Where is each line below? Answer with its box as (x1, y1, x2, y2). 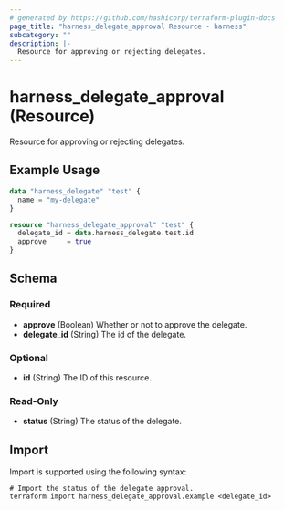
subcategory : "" (9, 30, 71, 39)
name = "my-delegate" (17, 195, 100, 204)
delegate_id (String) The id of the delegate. (22, 328, 187, 339)
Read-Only (9, 394, 59, 407)
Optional (9, 351, 48, 364)
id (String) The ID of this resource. (22, 371, 153, 383)
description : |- (9, 38, 71, 48)
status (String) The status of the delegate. (22, 416, 183, 427)
